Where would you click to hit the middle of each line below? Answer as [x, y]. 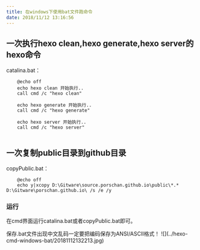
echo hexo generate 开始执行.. [55, 105]
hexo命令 [23, 55]
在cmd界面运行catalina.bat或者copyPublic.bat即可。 [71, 221]
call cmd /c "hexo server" [51, 127]
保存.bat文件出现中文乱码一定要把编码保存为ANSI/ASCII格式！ [83, 234]
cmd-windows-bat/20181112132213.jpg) [55, 241]
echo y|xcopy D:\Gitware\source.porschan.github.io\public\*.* [98, 185]
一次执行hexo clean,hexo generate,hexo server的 [100, 43]
